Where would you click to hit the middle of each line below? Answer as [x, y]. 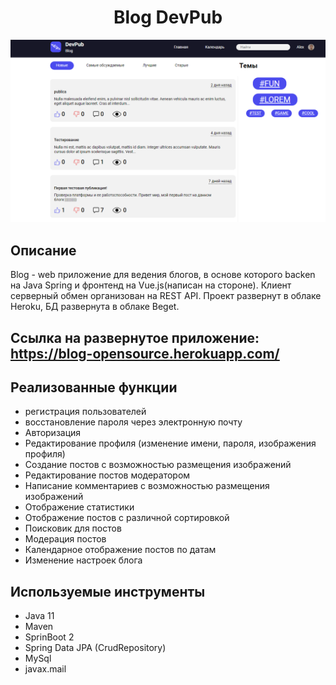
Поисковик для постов [73, 528]
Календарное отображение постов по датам [120, 550]
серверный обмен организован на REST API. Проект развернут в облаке [166, 296]
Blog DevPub [168, 17]
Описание [43, 250]
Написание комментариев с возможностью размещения [147, 486]
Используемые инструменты [108, 591]
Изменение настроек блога [83, 560]
